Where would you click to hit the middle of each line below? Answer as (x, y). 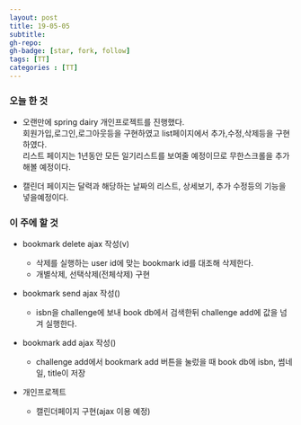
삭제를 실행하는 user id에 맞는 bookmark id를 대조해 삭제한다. (145, 263)
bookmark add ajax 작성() (69, 343)
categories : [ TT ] (44, 68)
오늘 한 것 (28, 101)
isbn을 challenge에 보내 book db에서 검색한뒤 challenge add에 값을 (157, 313)
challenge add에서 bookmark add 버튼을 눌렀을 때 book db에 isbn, (156, 362)
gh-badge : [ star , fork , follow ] (70, 51)
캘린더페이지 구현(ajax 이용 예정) (93, 412)
